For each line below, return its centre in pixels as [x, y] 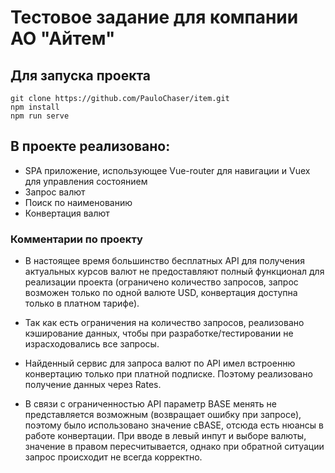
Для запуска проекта [81, 75]
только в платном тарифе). [82, 303]
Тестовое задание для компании [154, 17]
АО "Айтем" [63, 38]
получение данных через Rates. [93, 385]
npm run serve [40, 116]
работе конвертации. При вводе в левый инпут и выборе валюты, [165, 436]
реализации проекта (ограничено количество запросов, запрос [161, 282]
